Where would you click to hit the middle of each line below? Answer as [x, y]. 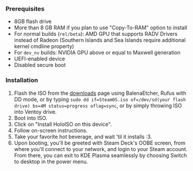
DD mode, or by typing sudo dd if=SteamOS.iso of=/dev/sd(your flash [100, 99]
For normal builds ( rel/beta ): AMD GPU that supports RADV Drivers [96, 34]
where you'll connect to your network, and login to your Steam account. [101, 149]
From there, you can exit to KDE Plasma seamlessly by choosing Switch [100, 155]
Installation [22, 80]
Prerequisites [25, 9]
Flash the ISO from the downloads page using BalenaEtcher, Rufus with [100, 93]
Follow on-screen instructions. [51, 130]
